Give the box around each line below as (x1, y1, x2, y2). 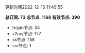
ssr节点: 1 (12, 43, 32, 48)
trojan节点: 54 (12, 25, 40, 30)
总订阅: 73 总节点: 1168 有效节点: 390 (5, 14, 80, 20)
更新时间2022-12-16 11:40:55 (5, 4, 63, 10)
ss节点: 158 (12, 37, 35, 42)
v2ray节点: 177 (12, 31, 41, 36)
